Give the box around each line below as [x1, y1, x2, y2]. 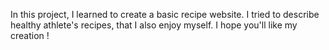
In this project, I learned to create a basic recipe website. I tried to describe [10, 9, 320, 20]
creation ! [10, 30, 50, 41]
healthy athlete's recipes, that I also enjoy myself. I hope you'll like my [10, 19, 298, 31]
